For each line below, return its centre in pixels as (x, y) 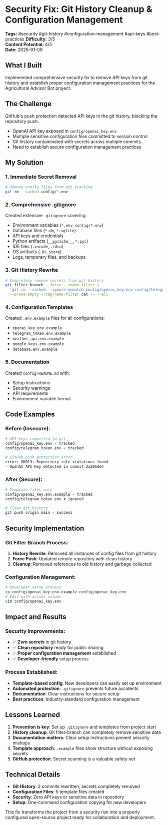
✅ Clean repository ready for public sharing (58, 648)
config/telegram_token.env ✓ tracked (44, 448)
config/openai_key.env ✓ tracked (40, 444)
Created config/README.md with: (37, 373)
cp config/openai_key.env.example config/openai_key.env (66, 592)
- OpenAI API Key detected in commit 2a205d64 (54, 466)
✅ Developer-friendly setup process (50, 659)
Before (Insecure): (28, 429)
